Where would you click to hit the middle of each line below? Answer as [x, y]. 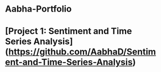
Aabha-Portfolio [39, 9]
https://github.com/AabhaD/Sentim [82, 52]
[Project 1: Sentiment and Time [69, 31]
